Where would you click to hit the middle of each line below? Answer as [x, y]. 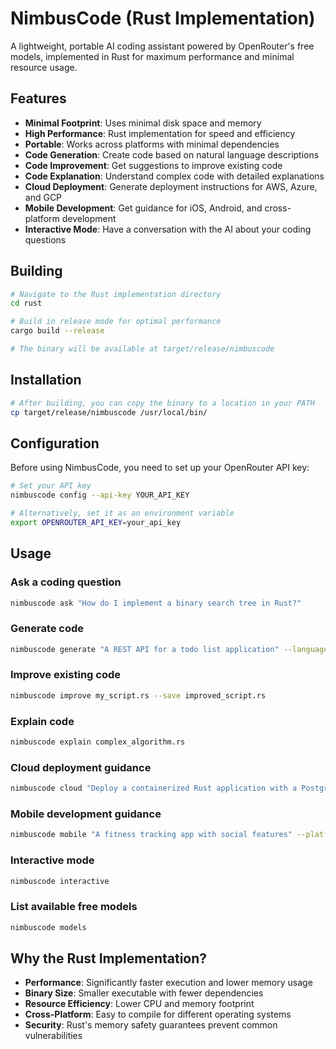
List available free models [74, 907]
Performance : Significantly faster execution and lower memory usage [168, 983]
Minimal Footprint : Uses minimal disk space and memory [143, 123]
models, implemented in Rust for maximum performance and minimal [152, 56]
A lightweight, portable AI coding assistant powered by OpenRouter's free [162, 46]
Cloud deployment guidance [81, 767]
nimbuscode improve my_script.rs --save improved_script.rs [138, 695]
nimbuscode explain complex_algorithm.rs [98, 742]
